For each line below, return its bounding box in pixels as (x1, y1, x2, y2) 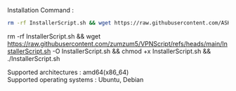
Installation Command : (7, 6, 74, 14)
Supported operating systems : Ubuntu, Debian (7, 75, 144, 83)
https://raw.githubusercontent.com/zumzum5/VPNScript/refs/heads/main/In (7, 39, 228, 48)
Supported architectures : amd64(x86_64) (7, 68, 129, 76)
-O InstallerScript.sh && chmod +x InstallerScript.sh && (52, 47, 211, 55)
